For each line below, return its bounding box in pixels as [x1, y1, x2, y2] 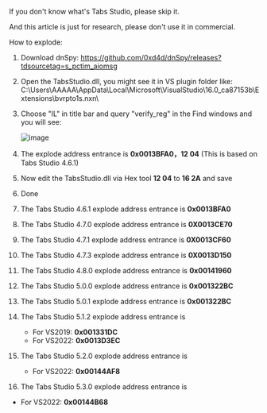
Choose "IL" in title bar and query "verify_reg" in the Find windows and [20, 109, 253, 118]
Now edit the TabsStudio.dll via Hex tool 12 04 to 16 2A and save [20, 174, 233, 183]
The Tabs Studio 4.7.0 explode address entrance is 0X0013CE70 [20, 220, 233, 229]
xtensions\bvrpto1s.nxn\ [20, 94, 99, 102]
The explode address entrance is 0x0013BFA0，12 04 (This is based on [20, 149, 257, 158]
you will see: [20, 118, 62, 126]
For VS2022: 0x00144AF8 [32, 367, 121, 376]
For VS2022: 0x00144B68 [20, 397, 109, 407]
